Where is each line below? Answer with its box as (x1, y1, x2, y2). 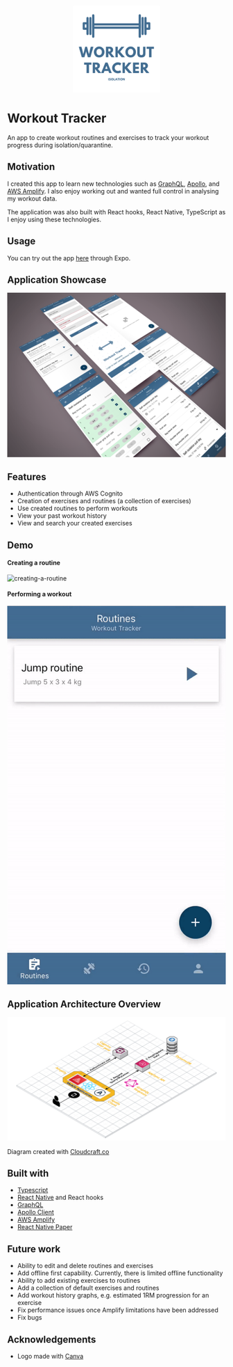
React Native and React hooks (17, 1193, 104, 1202)
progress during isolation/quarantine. (7, 141, 113, 149)
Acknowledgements (7, 1334, 96, 1345)
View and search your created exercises (17, 519, 133, 528)
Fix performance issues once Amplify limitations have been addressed (17, 1306, 218, 1314)
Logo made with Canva (17, 1352, 84, 1361)
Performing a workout (7, 590, 72, 599)
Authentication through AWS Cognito (17, 489, 123, 498)
